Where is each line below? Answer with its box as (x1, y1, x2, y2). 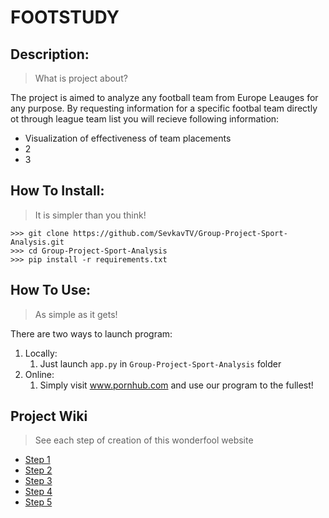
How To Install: (10, 182, 105, 200)
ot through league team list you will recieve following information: (10, 113, 280, 125)
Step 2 (24, 464, 53, 476)
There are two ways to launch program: (10, 327, 173, 340)
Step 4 (24, 486, 53, 498)
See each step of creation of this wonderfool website (34, 434, 254, 446)
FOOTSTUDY (10, 6, 120, 29)
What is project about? (34, 72, 128, 84)
